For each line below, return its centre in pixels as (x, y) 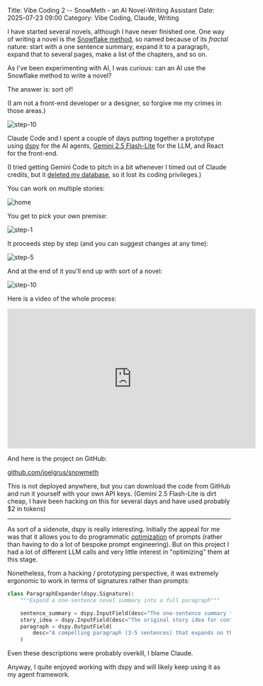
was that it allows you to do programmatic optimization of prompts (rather (115, 537)
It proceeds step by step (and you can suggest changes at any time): (108, 243)
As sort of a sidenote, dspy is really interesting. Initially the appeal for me (114, 529)
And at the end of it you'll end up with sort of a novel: (85, 271)
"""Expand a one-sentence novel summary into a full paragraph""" (120, 600)
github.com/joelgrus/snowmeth (53, 472)
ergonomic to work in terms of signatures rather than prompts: (99, 581)
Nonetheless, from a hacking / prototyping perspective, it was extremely (113, 573)
